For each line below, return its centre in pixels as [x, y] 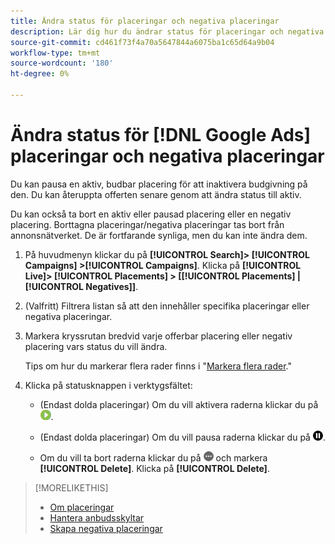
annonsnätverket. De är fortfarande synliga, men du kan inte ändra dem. [159, 235]
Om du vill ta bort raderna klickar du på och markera [153, 457]
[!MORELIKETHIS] [71, 487]
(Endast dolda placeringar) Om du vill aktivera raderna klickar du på [179, 404]
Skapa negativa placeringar [106, 528]
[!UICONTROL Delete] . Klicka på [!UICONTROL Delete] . [154, 468]
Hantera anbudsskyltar [97, 517]
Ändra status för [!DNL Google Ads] [161, 135]
